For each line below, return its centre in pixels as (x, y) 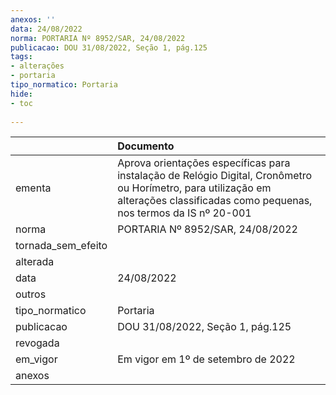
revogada (37, 343)
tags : (21, 57)
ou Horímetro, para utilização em (194, 188)
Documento (146, 146)
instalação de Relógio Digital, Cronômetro (215, 176)
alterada (35, 262)
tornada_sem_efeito (61, 246)
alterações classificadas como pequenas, (215, 201)
